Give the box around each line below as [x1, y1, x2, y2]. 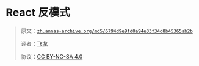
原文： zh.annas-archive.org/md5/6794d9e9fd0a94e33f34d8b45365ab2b [20, 27, 193, 34]
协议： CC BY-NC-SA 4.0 [20, 53, 83, 60]
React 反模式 [5, 5, 71, 20]
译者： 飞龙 [20, 40, 48, 47]
